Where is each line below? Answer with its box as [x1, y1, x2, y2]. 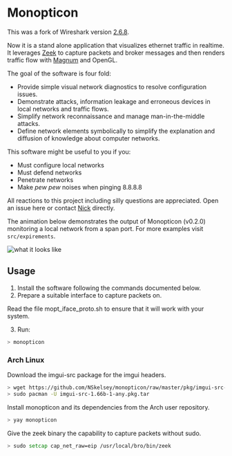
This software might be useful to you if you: [7, 147, 131, 156]
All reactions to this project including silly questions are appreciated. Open [7, 196, 219, 205]
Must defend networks [17, 168, 82, 176]
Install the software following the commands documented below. [17, 284, 202, 292]
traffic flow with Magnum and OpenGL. [7, 55, 118, 64]
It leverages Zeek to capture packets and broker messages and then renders [7, 48, 225, 57]
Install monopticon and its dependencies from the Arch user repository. [7, 403, 210, 411]
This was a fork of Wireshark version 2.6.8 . [7, 28, 130, 36]
